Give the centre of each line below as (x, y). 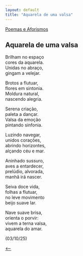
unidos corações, (23, 140)
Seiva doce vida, (22, 187)
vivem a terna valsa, (26, 224)
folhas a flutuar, (21, 192)
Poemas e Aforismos (27, 29)
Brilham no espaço (25, 57)
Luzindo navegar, (23, 135)
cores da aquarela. (25, 62)
